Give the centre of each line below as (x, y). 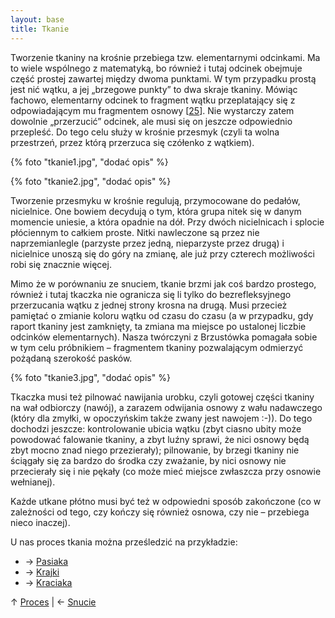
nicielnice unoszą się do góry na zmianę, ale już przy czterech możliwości (162, 253)
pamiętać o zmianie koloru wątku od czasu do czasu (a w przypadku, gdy (162, 315)
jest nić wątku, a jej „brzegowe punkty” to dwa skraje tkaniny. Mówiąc (154, 89)
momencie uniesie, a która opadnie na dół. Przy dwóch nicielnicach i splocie (167, 222)
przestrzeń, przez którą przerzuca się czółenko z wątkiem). (132, 142)
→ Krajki (42, 572)
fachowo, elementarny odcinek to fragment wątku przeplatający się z (153, 100)
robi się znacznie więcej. (61, 264)
